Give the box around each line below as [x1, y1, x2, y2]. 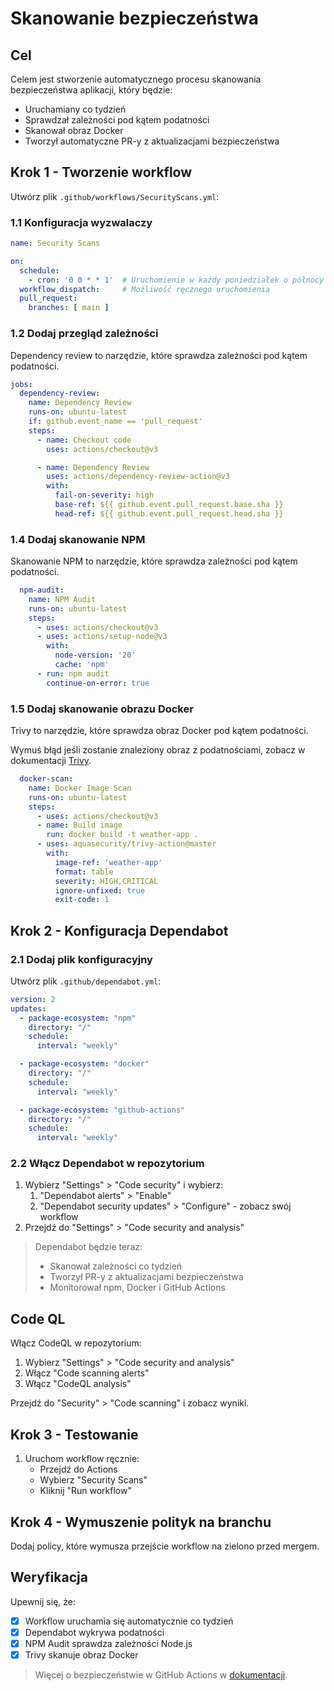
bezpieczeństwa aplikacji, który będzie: [10, 84, 173, 96]
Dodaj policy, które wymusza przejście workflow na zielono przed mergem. [10, 1540, 320, 1552]
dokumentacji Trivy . [10, 755, 92, 766]
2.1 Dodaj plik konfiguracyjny [10, 952, 153, 966]
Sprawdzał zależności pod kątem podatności [24, 114, 210, 126]
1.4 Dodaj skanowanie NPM [10, 532, 146, 546]
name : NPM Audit [28, 594, 97, 604]
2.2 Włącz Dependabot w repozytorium [10, 1157, 205, 1171]
